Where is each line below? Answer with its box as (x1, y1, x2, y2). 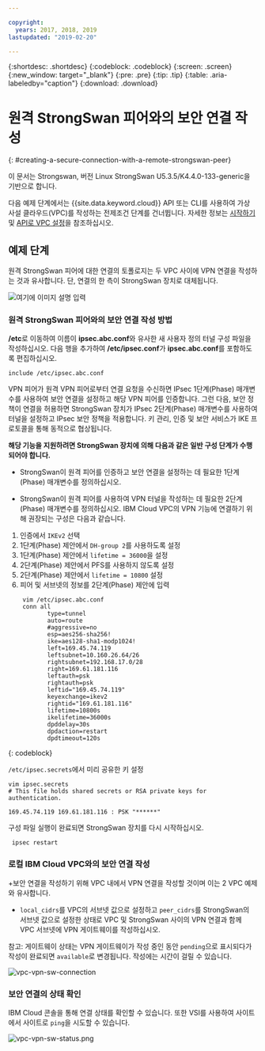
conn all (22, 603, 51, 611)
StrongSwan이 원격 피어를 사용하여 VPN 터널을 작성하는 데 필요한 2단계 (19, 494, 243, 503)
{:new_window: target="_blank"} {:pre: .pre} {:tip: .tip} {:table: (8, 70, 208, 80)
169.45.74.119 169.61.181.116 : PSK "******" (8, 808, 161, 816)
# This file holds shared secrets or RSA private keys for (8, 787, 207, 795)
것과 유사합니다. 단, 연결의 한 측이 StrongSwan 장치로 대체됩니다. (16, 276, 219, 286)
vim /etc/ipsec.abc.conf (22, 596, 104, 604)
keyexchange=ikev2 (47, 693, 108, 701)
